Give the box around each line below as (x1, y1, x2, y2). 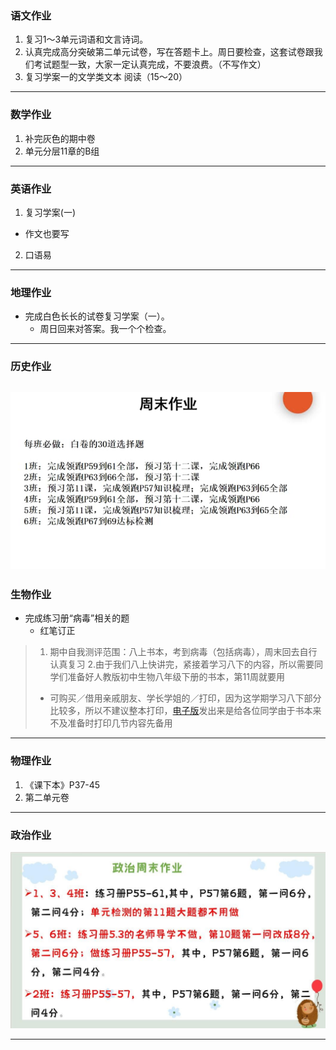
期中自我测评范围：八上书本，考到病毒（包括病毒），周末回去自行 (49, 646, 318, 658)
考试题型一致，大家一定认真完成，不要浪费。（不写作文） (33, 58, 267, 71)
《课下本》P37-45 (24, 778, 101, 791)
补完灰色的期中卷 (24, 132, 96, 144)
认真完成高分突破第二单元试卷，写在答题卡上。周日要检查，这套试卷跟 (24, 46, 315, 58)
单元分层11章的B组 (24, 145, 100, 157)
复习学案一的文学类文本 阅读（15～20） (24, 71, 188, 83)
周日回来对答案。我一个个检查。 (39, 323, 172, 335)
